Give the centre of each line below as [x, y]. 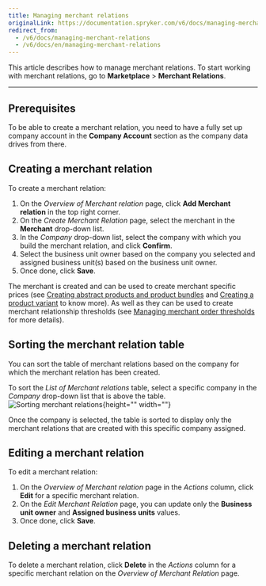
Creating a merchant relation [80, 169]
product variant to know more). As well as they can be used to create [121, 303]
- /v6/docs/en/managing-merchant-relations [88, 45]
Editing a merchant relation [76, 453]
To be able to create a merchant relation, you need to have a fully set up [125, 127]
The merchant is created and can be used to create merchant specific [122, 286]
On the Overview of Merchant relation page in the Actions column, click [137, 487]
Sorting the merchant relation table [96, 345]
